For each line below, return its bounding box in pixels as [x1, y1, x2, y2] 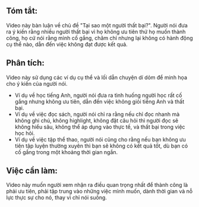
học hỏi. [14, 129, 35, 137]
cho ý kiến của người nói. [6, 80, 68, 87]
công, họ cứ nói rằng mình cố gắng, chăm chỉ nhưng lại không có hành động [6, 34, 193, 42]
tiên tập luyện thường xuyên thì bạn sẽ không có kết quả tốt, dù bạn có [14, 142, 188, 149]
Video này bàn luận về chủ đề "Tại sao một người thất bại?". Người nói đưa [6, 21, 188, 29]
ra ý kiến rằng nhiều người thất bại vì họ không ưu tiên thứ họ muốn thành [6, 28, 186, 35]
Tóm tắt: [6, 6, 38, 16]
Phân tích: [6, 58, 45, 68]
